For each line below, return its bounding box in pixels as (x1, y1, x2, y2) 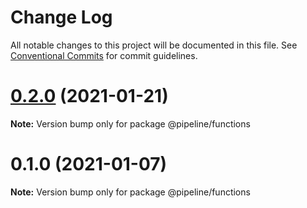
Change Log (10, 6, 113, 29)
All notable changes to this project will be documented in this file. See (10, 39, 298, 51)
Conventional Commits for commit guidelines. (10, 49, 198, 61)
